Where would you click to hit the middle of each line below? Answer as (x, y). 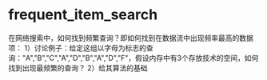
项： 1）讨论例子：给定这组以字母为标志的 (77, 48)
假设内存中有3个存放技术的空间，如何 (197, 58)
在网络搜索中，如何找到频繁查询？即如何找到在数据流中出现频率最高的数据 (131, 38)
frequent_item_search (83, 15)
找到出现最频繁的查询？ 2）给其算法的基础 (78, 68)
